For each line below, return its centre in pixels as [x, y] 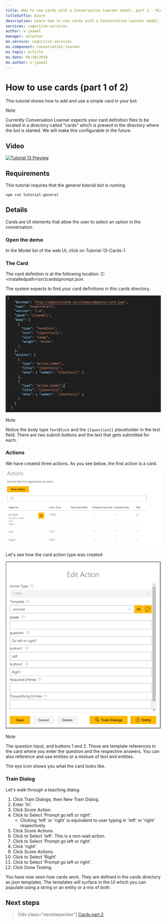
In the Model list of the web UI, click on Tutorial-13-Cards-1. [66, 251]
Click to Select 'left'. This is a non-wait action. [59, 836]
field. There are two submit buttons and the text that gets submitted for [78, 435]
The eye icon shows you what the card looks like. [55, 766]
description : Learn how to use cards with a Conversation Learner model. [83, 21]
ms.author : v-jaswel [27, 62]
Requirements [28, 173]
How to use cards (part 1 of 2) [67, 87]
